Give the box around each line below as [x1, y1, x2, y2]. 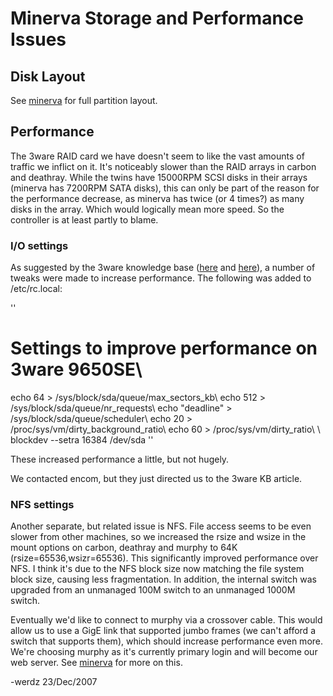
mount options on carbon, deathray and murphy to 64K [10, 542, 238, 554]
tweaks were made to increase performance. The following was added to [10, 272, 312, 284]
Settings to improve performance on [10, 337, 318, 360]
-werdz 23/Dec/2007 [10, 676, 98, 688]
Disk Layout [10, 68, 86, 85]
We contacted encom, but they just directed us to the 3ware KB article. [10, 473, 303, 485]
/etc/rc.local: [10, 283, 63, 295]
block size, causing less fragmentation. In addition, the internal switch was [10, 573, 317, 586]
